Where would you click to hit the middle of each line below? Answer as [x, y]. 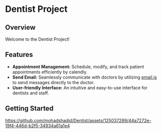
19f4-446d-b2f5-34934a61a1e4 [38, 126]
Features [19, 55]
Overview [20, 27]
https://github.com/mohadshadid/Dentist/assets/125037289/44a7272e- [78, 120]
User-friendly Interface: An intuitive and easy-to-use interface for [80, 88]
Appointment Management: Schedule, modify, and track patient [78, 66]
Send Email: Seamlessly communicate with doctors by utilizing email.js [84, 77]
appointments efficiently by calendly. [50, 72]
